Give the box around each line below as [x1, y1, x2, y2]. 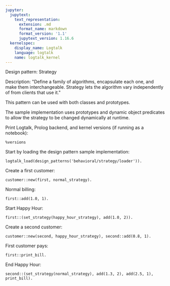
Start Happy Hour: [5, 205, 43, 212]
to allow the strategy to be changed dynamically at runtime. [5, 115, 130, 121]
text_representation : [14, 17, 60, 22]
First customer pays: [5, 243, 48, 249]
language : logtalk [14, 50, 53, 55]
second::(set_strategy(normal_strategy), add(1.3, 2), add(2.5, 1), [5, 271, 154, 277]
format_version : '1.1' [18, 31, 67, 36]
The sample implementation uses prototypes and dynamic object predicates [5, 109, 165, 115]
